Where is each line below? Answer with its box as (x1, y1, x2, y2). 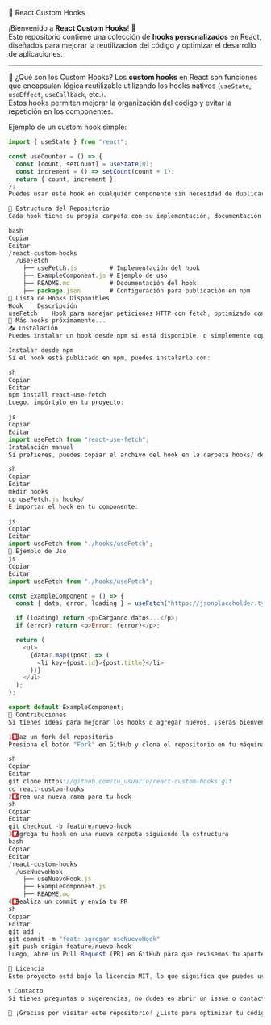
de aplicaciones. (8, 49, 63, 58)
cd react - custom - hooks (8, 784, 85, 793)
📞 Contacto (8, 986, 44, 995)
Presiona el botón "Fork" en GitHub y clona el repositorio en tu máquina (8, 740, 265, 749)
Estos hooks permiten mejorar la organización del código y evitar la (8, 98, 232, 107)
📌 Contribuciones (8, 711, 67, 719)
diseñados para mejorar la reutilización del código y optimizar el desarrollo (8, 40, 256, 50)
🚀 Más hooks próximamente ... (8, 317, 106, 325)
